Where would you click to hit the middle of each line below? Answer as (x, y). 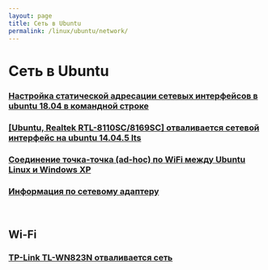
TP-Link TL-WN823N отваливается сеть (91, 257)
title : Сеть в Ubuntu (45, 23)
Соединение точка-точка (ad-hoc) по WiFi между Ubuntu (127, 160)
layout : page (30, 16)
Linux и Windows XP (50, 170)
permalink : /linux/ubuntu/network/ (68, 31)
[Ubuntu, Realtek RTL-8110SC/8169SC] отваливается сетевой (134, 128)
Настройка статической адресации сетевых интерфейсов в (133, 96)
